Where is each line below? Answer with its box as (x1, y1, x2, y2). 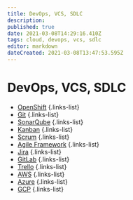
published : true (7, 23, 55, 30)
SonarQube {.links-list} (17, 117, 84, 126)
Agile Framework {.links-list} (17, 140, 100, 148)
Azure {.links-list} (17, 177, 68, 186)
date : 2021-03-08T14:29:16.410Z (7, 29, 101, 37)
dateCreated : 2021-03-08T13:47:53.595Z (7, 50, 124, 57)
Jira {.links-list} (17, 147, 62, 156)
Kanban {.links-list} (17, 125, 73, 133)
